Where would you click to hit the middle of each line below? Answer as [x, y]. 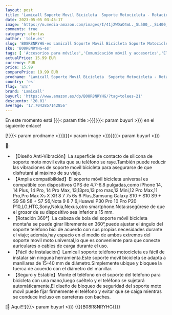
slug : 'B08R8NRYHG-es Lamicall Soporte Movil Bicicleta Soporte [75, 44]
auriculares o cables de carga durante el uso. [60, 246]
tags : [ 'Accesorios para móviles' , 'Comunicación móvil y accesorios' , [83, 53]
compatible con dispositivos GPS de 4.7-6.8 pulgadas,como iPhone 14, [87, 185]
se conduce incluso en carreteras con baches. [62, 297]
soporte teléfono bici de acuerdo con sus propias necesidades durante [88, 230]
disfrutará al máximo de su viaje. [47, 173]
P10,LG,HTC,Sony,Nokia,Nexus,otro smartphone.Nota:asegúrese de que [89, 207]
